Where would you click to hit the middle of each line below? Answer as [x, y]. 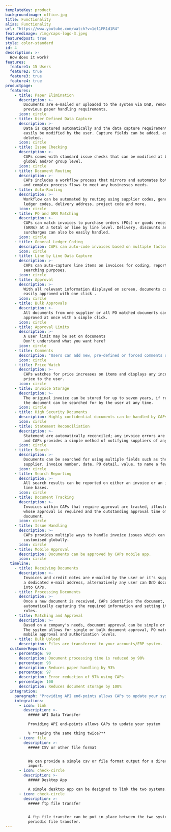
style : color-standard [29, 43]
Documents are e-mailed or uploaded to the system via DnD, [89, 105]
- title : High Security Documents [51, 412]
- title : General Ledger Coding [49, 242]
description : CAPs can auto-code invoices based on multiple [85, 247]
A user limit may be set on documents [65, 336]
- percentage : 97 [33, 672]
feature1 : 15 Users [31, 67]
